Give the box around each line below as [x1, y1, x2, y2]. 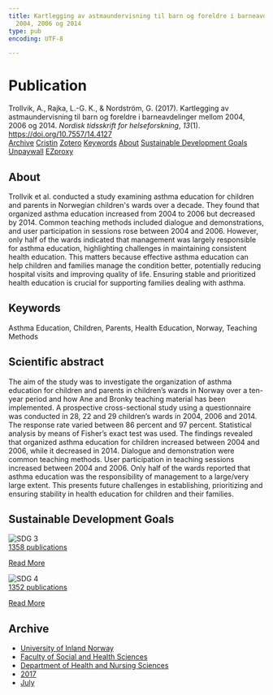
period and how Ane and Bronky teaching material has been [24, 394, 226, 404]
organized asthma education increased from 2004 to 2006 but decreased [8, 209, 256, 218]
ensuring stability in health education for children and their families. [8, 489, 234, 499]
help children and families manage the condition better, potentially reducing [8, 261, 262, 270]
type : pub [8, 27, 42, 35]
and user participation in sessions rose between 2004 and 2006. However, [8, 227, 258, 235]
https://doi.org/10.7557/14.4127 [8, 129, 112, 139]
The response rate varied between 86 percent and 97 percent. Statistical [8, 420, 252, 430]
